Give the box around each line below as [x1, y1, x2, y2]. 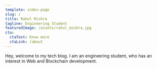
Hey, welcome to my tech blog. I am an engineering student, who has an [5, 53, 152, 59]
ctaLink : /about [9, 39, 43, 44]
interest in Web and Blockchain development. [5, 58, 97, 64]
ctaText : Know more [9, 35, 50, 40]
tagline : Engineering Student [5, 21, 68, 26]
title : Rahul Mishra [5, 16, 48, 21]
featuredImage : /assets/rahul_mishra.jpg [5, 26, 92, 31]
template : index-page [5, 7, 50, 12]
